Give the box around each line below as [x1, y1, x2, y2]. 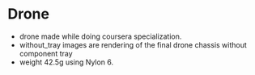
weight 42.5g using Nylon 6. [19, 57, 114, 67]
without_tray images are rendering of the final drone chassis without [19, 40, 248, 49]
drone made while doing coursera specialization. [19, 31, 182, 41]
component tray [19, 48, 74, 58]
